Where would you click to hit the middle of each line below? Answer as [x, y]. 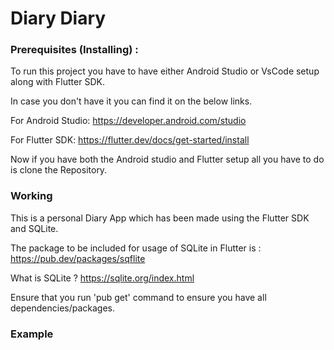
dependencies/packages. [63, 308]
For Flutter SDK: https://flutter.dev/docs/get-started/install [130, 140]
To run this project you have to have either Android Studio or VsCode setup [165, 71]
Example [32, 334]
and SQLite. [34, 228]
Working [31, 196]
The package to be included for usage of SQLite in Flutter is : [136, 248]
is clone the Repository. [59, 170]
